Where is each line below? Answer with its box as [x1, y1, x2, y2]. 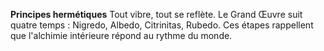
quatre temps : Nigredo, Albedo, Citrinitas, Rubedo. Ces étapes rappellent [10, 19, 314, 31]
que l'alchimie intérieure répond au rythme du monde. [10, 30, 233, 41]
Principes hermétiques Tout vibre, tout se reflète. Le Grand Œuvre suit [10, 9, 303, 20]
